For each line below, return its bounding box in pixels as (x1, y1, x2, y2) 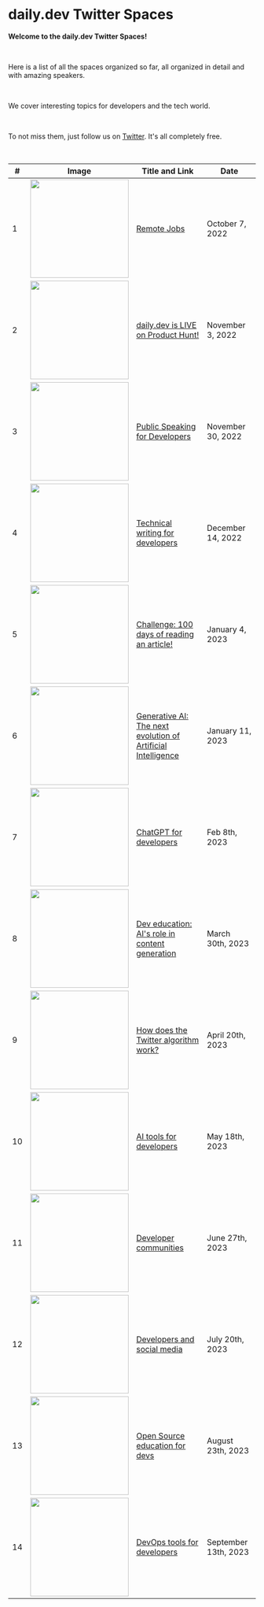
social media (136, 1343, 183, 1354)
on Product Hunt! (136, 329, 200, 340)
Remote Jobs (136, 223, 185, 234)
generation (136, 948, 177, 959)
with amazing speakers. (8, 70, 85, 80)
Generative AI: (136, 711, 189, 722)
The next (136, 720, 169, 731)
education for (136, 1440, 186, 1451)
